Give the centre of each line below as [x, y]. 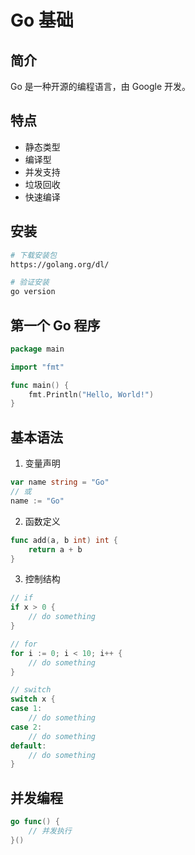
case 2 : [26, 727]
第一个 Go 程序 [55, 325]
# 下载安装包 [33, 255]
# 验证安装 [30, 282]
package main [37, 349]
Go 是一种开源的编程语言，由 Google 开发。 [101, 86]
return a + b [55, 549]
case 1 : [26, 709]
